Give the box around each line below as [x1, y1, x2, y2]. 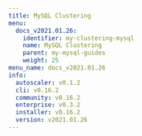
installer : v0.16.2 [15, 109, 81, 117]
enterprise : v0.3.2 [15, 101, 81, 109]
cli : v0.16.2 [15, 86, 59, 94]
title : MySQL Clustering [8, 11, 91, 20]
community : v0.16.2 [15, 94, 81, 102]
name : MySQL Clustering [22, 42, 103, 50]
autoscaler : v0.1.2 [15, 78, 81, 86]
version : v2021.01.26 [15, 116, 88, 124]
